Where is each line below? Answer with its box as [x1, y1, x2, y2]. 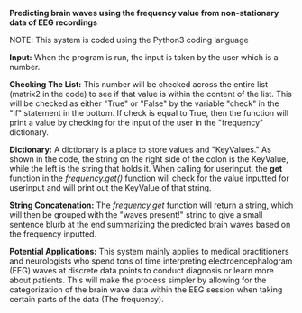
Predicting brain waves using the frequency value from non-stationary [9, 8, 279, 18]
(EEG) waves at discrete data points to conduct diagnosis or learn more [9, 265, 275, 275]
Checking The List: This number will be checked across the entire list [9, 79, 269, 89]
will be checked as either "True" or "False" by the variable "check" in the [9, 98, 279, 109]
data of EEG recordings [9, 17, 97, 28]
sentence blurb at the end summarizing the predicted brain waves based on [9, 219, 291, 229]
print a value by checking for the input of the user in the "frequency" [9, 117, 264, 128]
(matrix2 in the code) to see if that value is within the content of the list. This [9, 89, 293, 99]
